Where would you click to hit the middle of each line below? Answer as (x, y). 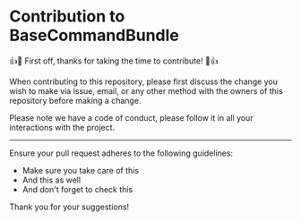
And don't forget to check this (77, 189)
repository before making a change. (75, 100)
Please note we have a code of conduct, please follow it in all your (131, 117)
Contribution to (67, 17)
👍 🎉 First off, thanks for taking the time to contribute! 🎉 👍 (114, 61)
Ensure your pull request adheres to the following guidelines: (121, 153)
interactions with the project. (62, 127)
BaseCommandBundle (94, 35)
